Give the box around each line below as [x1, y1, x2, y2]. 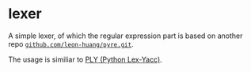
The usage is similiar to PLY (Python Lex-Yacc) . [8, 55, 162, 64]
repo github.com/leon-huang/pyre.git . [8, 39, 134, 48]
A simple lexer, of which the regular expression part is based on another [8, 31, 243, 40]
